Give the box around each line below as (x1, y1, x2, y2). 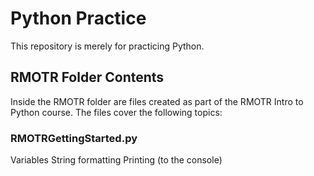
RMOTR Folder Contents (10, 69, 165, 86)
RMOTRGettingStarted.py (10, 131, 138, 145)
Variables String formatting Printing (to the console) (10, 154, 223, 166)
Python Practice (10, 7, 147, 30)
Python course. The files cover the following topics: (10, 106, 223, 118)
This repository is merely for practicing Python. (10, 40, 205, 52)
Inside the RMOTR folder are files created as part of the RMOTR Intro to (10, 95, 304, 107)
